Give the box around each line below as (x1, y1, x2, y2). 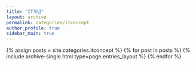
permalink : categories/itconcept (6, 19, 90, 25)
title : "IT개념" (6, 8, 44, 15)
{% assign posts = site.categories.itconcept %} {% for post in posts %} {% (6, 47, 191, 54)
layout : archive (6, 14, 47, 20)
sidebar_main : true (6, 31, 55, 37)
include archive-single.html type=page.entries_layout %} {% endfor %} (6, 53, 182, 60)
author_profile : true (6, 25, 60, 31)
